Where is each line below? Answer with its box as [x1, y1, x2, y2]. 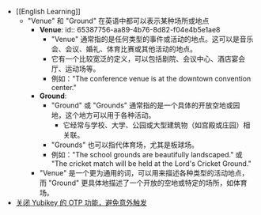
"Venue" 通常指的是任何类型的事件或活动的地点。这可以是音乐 [51, 35, 254, 43]
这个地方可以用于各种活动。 [65, 111, 156, 119]
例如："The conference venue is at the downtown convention [51, 74, 252, 83]
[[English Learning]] [15, 7, 81, 16]
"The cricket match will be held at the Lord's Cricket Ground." [51, 159, 252, 168]
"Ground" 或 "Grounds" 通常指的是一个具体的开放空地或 [51, 100, 233, 110]
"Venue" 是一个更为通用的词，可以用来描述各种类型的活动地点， [39, 168, 249, 177]
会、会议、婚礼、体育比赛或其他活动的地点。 [51, 44, 198, 54]
